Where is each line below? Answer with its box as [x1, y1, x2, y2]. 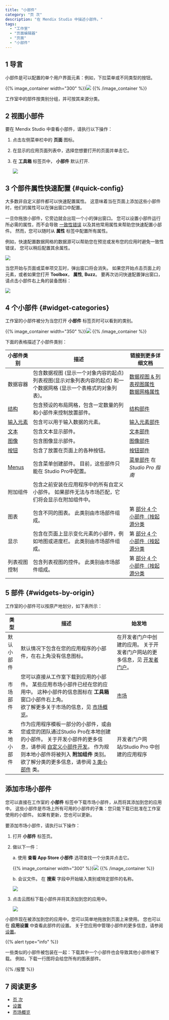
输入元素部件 [129, 419, 160, 425]
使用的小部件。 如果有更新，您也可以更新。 [5, 812, 95, 818]
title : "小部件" [5, 7, 37, 13]
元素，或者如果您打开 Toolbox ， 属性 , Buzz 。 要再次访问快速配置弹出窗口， [5, 271, 163, 277]
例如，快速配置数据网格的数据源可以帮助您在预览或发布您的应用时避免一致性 [5, 239, 164, 245]
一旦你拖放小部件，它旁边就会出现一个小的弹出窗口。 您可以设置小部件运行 [5, 215, 161, 221]
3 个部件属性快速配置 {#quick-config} [5, 184, 124, 192]
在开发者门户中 [116, 634, 152, 641]
